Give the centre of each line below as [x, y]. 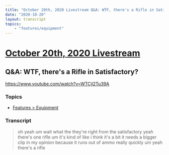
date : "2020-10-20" [26, 15]
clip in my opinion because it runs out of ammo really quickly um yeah [90, 142]
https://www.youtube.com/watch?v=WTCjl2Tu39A [57, 84]
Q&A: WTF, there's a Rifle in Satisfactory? [72, 71]
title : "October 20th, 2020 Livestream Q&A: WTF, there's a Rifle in [80, 10]
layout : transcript [26, 19]
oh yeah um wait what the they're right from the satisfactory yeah [85, 131]
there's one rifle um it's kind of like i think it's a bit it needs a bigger [87, 137]
